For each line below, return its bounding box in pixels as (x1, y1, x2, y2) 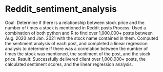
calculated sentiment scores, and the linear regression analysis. (5, 61, 133, 67)
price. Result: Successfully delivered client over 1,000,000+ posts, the (5, 56, 146, 62)
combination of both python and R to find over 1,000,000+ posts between (5, 30, 153, 36)
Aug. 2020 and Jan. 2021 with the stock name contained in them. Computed (5, 35, 159, 41)
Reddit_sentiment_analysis (5, 3, 117, 15)
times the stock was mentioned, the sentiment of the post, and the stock (5, 50, 151, 57)
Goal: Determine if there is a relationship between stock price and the (5, 20, 145, 25)
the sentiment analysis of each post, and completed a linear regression (5, 40, 148, 46)
